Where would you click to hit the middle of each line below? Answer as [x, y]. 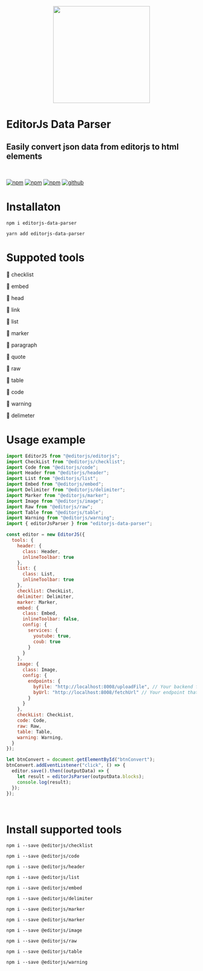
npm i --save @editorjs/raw [42, 941]
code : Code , [32, 721]
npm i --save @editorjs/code [43, 856]
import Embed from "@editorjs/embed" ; [55, 484]
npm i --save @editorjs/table [44, 952]
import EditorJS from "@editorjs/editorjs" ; [63, 456]
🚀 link [13, 310]
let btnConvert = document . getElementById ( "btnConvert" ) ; [81, 760]
